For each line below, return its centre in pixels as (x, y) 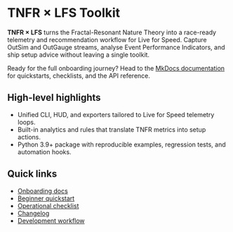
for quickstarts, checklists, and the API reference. (79, 76)
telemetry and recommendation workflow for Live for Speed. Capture (107, 39)
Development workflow (51, 220)
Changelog (33, 213)
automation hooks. (44, 151)
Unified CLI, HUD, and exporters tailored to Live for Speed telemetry (116, 114)
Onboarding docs (42, 191)
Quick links (32, 174)
